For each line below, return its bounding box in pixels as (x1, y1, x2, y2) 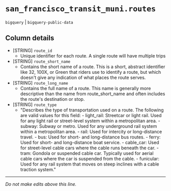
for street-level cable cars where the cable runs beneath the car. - (20, 145, 159, 151)
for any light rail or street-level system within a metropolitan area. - (20, 118, 160, 124)
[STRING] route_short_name (12, 58, 71, 64)
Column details (5, 34, 54, 42)
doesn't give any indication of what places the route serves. (20, 74, 146, 80)
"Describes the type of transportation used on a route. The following (20, 106, 164, 113)
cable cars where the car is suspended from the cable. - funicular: (20, 155, 159, 161)
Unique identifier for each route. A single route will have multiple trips (20, 52, 166, 59)
